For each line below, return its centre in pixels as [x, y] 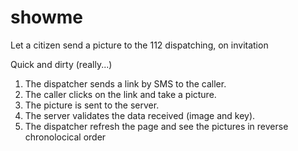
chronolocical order [65, 137]
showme [46, 17]
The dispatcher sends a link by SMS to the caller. [125, 83]
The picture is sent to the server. [92, 105]
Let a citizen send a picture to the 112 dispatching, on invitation [139, 45]
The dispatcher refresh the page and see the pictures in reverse [156, 126]
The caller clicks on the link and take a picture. [120, 94]
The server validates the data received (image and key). [140, 115]
